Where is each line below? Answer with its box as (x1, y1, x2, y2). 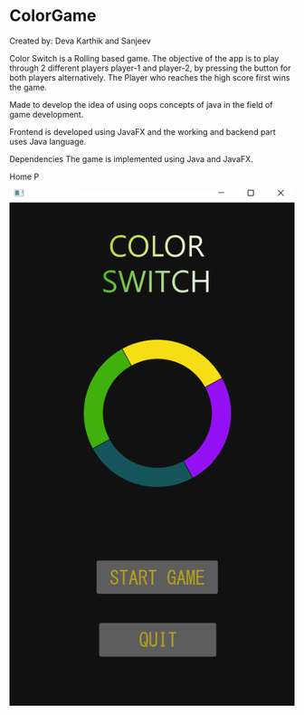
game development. (9, 109, 84, 119)
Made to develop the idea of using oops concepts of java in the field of (9, 99, 273, 110)
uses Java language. (9, 136, 87, 147)
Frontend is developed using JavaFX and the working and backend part (9, 126, 276, 137)
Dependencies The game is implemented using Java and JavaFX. (9, 153, 253, 164)
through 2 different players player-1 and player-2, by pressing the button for (9, 62, 291, 73)
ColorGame (9, 5, 97, 26)
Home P (9, 171, 40, 182)
